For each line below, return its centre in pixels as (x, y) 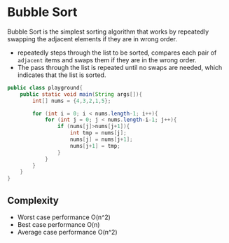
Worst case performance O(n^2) (64, 217)
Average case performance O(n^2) (67, 232)
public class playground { (45, 88)
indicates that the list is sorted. (62, 75)
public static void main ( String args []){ (81, 94)
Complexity (33, 200)
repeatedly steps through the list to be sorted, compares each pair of (117, 53)
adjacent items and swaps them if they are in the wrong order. (107, 60)
